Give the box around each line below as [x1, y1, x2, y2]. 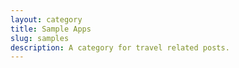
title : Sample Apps [10, 24, 92, 34]
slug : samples [10, 33, 70, 43]
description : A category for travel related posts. [10, 42, 230, 53]
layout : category [10, 14, 83, 25]
